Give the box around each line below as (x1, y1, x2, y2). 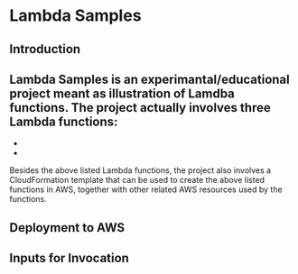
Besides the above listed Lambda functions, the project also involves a (9, 165, 272, 176)
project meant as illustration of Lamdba (9, 86, 235, 101)
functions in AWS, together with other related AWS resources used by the (9, 184, 283, 195)
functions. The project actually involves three (9, 100, 271, 115)
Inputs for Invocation (9, 251, 129, 266)
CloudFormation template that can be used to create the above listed (9, 175, 265, 186)
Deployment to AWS (9, 220, 126, 235)
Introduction (9, 41, 81, 57)
